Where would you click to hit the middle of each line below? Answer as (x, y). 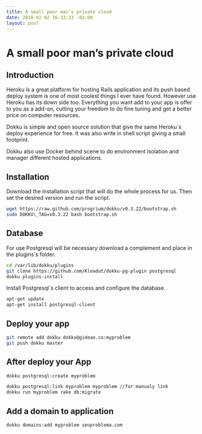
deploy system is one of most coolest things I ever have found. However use (101, 96)
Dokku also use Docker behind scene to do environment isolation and (93, 152)
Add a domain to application (60, 411)
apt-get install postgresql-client (51, 305)
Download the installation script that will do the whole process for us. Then (99, 191)
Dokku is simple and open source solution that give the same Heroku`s (94, 127)
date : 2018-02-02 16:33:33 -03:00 (50, 18)
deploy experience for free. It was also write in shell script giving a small (96, 133)
